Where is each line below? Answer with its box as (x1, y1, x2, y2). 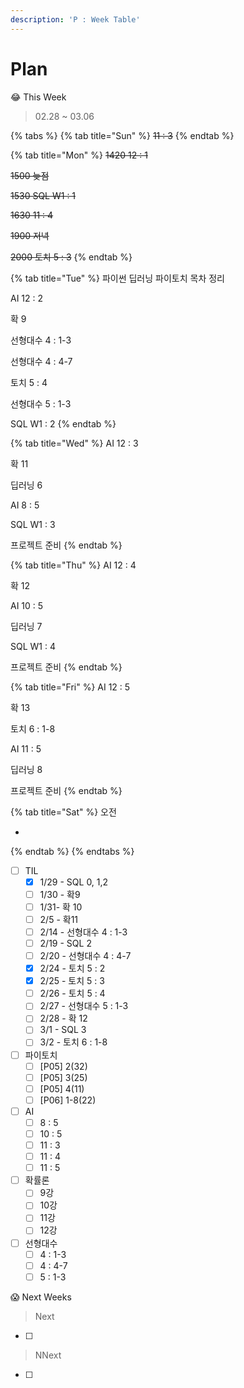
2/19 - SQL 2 (39, 937, 92, 949)
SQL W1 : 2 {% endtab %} (10, 417, 117, 430)
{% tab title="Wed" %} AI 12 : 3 (10, 437, 139, 449)
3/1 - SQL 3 (39, 1024, 87, 1036)
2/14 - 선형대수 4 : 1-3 (39, 926, 128, 938)
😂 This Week (10, 91, 67, 103)
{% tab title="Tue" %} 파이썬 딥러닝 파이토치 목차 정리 (10, 272, 225, 284)
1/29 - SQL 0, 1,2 (39, 876, 109, 888)
